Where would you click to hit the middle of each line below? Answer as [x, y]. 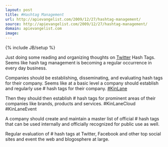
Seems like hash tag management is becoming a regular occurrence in [79, 63]
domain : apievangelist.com [34, 29]
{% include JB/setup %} [30, 48]
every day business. [26, 68]
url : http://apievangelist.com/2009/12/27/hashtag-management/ [73, 19]
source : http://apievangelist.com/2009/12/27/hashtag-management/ [76, 24]
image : [12, 33]
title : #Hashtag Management [35, 15]
